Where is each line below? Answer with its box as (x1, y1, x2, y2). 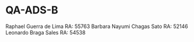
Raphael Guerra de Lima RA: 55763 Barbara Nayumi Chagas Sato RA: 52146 (5, 23, 188, 30)
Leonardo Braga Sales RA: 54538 (5, 29, 86, 36)
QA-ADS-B (5, 3, 58, 17)
